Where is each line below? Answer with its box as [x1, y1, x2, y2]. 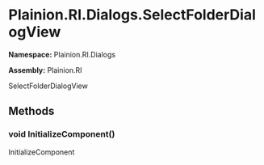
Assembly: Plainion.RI [8, 65, 82, 74]
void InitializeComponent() [8, 129, 115, 140]
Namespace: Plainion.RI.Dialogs [8, 49, 115, 59]
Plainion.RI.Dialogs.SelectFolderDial [8, 6, 256, 24]
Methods [8, 104, 55, 118]
